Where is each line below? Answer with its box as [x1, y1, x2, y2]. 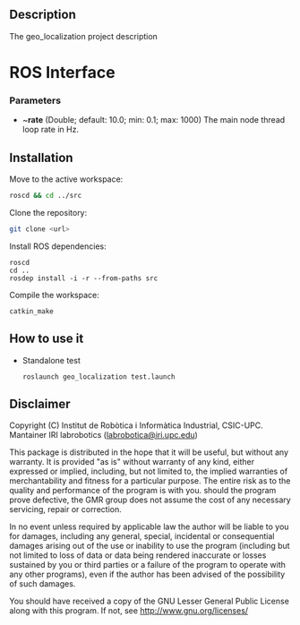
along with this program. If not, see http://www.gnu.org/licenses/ [9, 605, 249, 616]
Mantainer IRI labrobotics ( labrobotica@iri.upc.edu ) [9, 430, 199, 441]
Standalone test [21, 355, 81, 365]
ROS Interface [9, 63, 116, 82]
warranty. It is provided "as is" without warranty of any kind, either [9, 457, 255, 467]
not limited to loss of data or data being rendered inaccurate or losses [9, 550, 267, 561]
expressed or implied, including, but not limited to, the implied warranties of [9, 466, 288, 477]
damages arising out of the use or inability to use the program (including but [9, 541, 290, 552]
